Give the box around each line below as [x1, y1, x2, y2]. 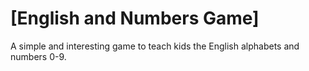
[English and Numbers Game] [10, 7, 260, 30]
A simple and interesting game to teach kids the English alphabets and [10, 40, 300, 52]
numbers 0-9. [10, 50, 67, 62]
